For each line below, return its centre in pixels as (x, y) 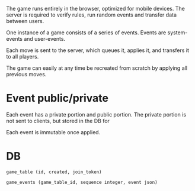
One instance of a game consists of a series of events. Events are (86, 33)
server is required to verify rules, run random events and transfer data (91, 15)
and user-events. (44, 39)
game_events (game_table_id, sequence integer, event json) (82, 182)
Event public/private (57, 98)
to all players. (23, 56)
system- (178, 33)
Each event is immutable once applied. (53, 132)
